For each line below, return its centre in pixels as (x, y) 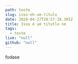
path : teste (18, 10)
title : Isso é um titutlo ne (36, 24)
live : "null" (19, 38)
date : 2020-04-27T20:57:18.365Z (39, 19)
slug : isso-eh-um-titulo (31, 15)
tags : (11, 29)
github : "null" (21, 43)
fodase (13, 57)
